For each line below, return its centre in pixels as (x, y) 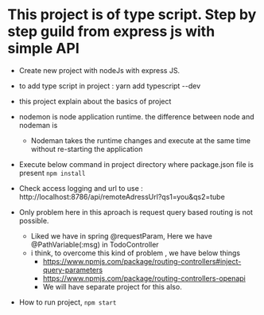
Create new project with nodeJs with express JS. (99, 70)
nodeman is (38, 125)
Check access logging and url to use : (81, 188)
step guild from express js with (111, 31)
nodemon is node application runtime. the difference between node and (137, 116)
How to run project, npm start (68, 302)
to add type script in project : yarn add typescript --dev (110, 86)
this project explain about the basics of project (95, 101)
